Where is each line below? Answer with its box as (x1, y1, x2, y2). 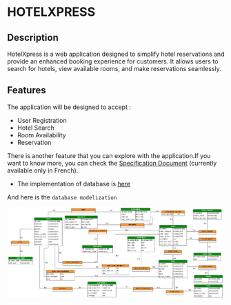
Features (7, 84, 46, 97)
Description (7, 32, 59, 43)
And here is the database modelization (7, 193, 117, 201)
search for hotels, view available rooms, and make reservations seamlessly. (7, 65, 222, 72)
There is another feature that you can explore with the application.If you (7, 151, 211, 159)
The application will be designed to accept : (7, 103, 131, 111)
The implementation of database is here (17, 179, 131, 188)
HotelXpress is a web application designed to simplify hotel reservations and (7, 50, 225, 58)
